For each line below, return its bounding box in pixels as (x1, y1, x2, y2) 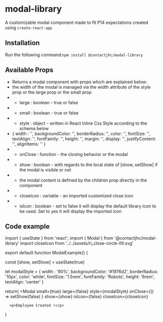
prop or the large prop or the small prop (12, 89, 91, 95)
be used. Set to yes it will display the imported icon (19, 208, 122, 214)
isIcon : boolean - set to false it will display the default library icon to (19, 203, 157, 209)
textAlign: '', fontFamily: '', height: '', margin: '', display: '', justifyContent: (12, 135, 157, 142)
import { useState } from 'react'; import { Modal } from (5, 235, 113, 241)
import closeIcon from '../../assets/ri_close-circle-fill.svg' (20, 240, 134, 246)
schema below (19, 125, 49, 131)
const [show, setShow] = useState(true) (5, 259, 85, 265)
